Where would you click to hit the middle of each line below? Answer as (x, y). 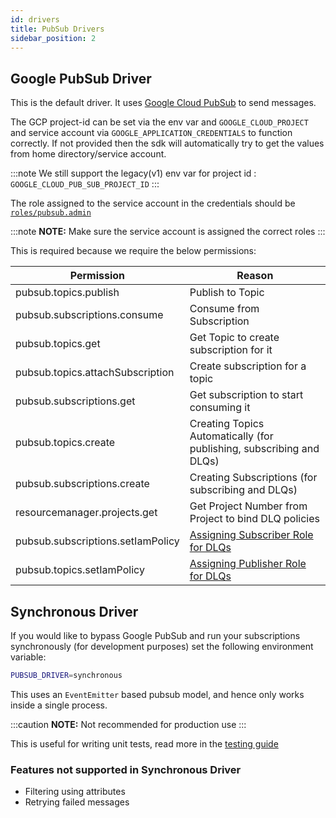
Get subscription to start (246, 395)
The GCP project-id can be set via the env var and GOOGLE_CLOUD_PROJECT (159, 122)
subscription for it (231, 350)
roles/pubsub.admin (51, 213)
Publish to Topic (227, 293)
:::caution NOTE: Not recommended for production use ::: (128, 724)
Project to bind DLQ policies (254, 519)
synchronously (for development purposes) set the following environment (162, 646)
